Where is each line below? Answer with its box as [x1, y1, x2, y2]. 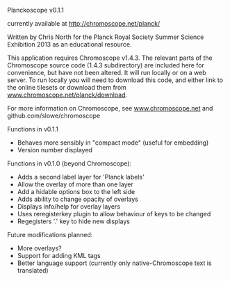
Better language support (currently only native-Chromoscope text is [17, 259, 212, 267]
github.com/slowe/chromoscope [7, 111, 101, 120]
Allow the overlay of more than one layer [17, 180, 134, 188]
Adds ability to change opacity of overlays [17, 195, 139, 203]
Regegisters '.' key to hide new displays [17, 217, 131, 225]
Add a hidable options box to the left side [17, 188, 135, 195]
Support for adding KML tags [17, 252, 101, 259]
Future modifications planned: [7, 231, 93, 239]
